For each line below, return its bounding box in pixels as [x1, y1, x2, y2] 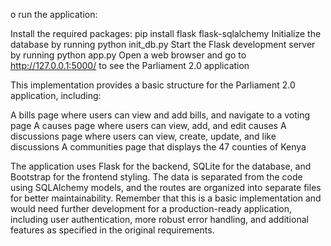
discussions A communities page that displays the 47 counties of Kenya [10, 141, 307, 153]
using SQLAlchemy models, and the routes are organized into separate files [10, 182, 322, 193]
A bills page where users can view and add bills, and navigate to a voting [10, 109, 311, 121]
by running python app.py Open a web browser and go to [10, 49, 247, 61]
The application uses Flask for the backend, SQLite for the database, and [10, 160, 312, 172]
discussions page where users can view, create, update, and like [10, 130, 277, 142]
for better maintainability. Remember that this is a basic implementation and [10, 192, 322, 204]
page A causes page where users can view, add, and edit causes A [10, 120, 287, 131]
